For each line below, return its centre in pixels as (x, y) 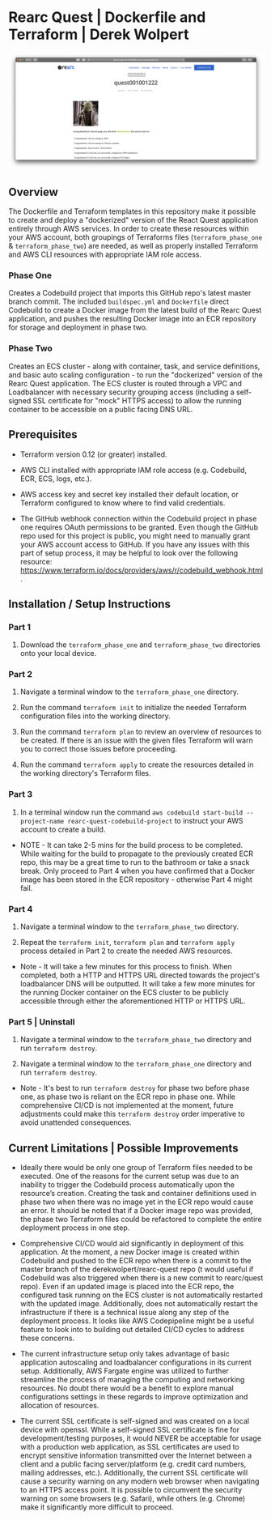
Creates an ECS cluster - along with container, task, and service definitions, (134, 366)
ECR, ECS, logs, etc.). (56, 479)
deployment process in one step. (75, 1228)
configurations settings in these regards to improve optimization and (134, 1397)
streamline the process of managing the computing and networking (132, 1380)
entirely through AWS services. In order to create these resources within (129, 229)
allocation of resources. (59, 1406)
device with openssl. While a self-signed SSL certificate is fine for (130, 1430)
